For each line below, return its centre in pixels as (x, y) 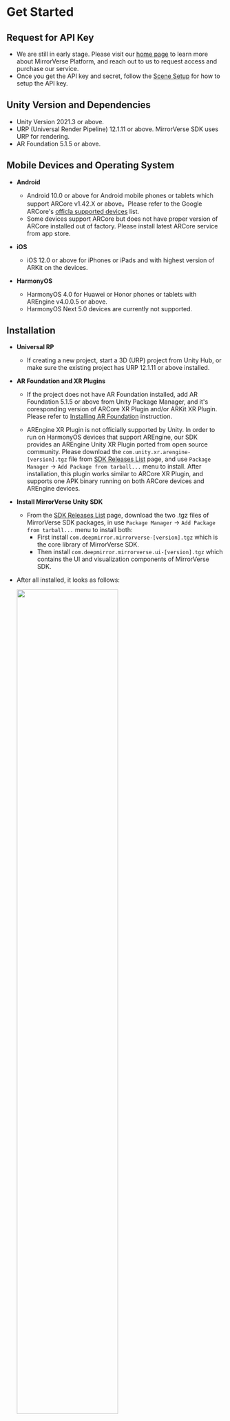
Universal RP (35, 347)
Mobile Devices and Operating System (91, 165)
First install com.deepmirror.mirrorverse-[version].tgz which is (127, 537)
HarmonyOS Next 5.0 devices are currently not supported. (109, 308)
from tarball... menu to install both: (80, 530)
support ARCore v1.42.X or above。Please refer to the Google (114, 204)
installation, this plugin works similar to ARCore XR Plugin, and (115, 474)
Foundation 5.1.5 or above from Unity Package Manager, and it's (117, 402)
